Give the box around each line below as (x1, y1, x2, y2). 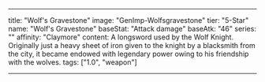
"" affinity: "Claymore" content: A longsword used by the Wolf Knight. (8, 32, 234, 42)
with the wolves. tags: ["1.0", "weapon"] (8, 58, 138, 67)
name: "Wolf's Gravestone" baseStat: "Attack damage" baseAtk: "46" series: (8, 24, 256, 33)
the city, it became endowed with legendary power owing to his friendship (8, 49, 249, 58)
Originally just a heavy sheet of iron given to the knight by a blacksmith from (8, 41, 256, 50)
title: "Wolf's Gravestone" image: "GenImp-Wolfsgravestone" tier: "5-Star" (8, 16, 249, 24)
